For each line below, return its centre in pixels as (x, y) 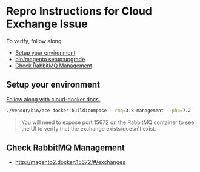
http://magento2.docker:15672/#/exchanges (70, 162)
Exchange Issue (47, 24)
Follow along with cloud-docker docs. (53, 99)
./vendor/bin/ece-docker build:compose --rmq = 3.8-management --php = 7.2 (98, 111)
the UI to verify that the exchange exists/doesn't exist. (88, 128)
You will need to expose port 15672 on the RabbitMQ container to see (108, 122)
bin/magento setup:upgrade (50, 59)
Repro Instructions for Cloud (79, 11)
